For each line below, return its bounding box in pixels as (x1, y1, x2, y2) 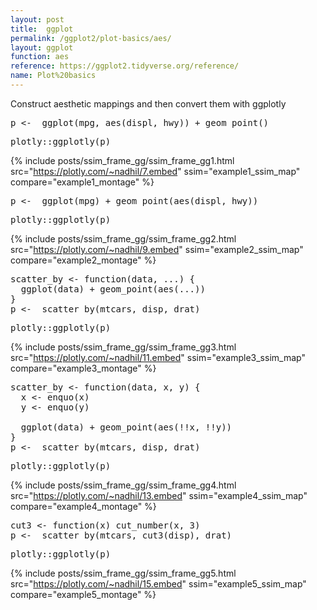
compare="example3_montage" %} (10, 362, 157, 374)
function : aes (10, 52, 70, 62)
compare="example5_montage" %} (10, 588, 157, 600)
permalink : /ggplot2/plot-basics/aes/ (10, 33, 172, 43)
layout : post (10, 14, 65, 25)
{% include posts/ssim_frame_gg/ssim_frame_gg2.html (10, 232, 237, 245)
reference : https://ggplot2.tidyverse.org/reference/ (10, 61, 240, 71)
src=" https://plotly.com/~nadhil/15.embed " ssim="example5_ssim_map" (10, 577, 307, 590)
